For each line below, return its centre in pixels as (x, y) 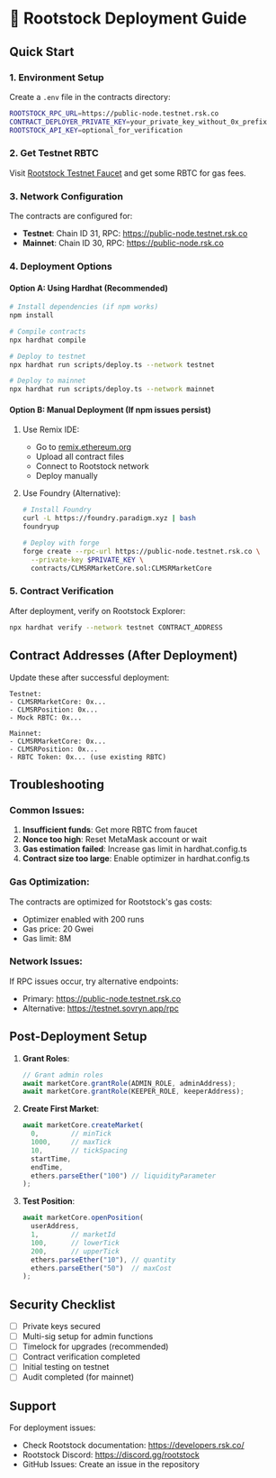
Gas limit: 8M (47, 938)
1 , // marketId (73, 1235)
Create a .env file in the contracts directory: (90, 96)
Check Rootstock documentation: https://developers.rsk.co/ (133, 1446)
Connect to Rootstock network (93, 466)
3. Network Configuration (67, 196)
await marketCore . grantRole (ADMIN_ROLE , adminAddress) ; (129, 1083)
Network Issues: (46, 961)
